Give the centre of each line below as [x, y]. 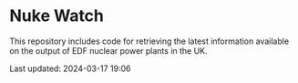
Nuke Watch [57, 16]
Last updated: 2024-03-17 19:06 [70, 68]
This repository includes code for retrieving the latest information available [149, 41]
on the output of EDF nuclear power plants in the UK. [108, 50]
